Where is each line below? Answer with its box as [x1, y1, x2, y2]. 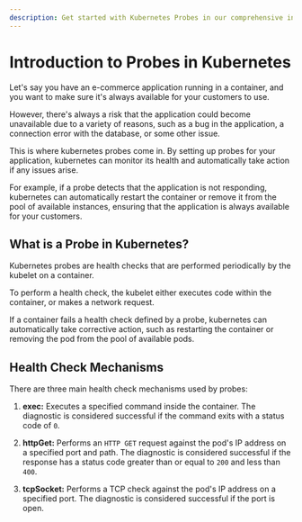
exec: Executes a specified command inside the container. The [22, 401, 256, 412]
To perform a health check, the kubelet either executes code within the [9, 287, 272, 298]
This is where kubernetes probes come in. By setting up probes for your [9, 145, 276, 156]
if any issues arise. [9, 164, 79, 175]
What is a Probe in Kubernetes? [9, 236, 190, 252]
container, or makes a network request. [9, 297, 155, 308]
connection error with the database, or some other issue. [9, 128, 220, 139]
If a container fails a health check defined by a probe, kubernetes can [9, 314, 268, 325]
